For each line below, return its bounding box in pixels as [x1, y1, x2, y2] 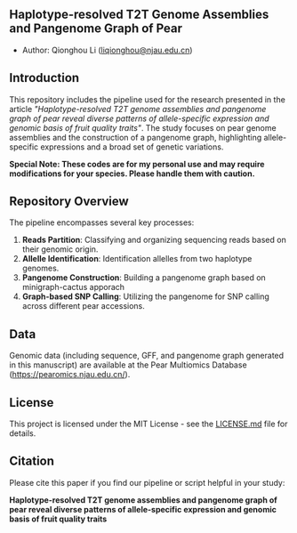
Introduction [9, 70, 80, 85]
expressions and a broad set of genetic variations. [40, 141, 224, 152]
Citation [9, 454, 55, 469]
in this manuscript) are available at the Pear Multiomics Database [9, 359, 247, 370]
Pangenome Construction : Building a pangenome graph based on [21, 272, 267, 283]
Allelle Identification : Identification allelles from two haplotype [21, 254, 253, 264]
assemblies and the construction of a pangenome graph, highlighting [9, 132, 262, 142]
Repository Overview [9, 194, 129, 209]
